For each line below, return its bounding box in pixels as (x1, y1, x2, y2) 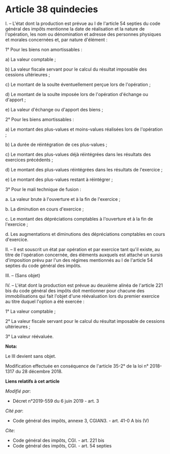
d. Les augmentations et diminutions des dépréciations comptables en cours (5, 231, 165, 237)
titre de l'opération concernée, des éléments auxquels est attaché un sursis (5, 252, 163, 258)
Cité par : (5, 408, 24, 414)
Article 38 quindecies (5, 4, 98, 15)
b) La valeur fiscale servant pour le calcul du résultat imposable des (5, 66, 147, 72)
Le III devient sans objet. (5, 353, 56, 359)
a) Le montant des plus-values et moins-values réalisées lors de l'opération (5, 126, 163, 132)
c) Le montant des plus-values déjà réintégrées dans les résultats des (5, 151, 151, 157)
